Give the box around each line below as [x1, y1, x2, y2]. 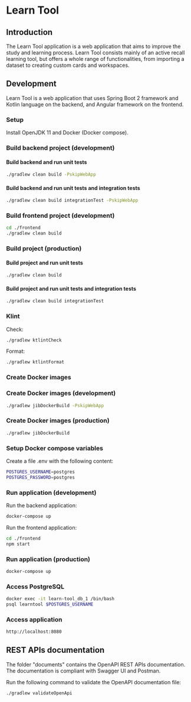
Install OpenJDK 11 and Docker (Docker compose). [6, 129, 129, 136]
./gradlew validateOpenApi [6, 690, 73, 696]
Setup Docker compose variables [6, 444, 103, 452]
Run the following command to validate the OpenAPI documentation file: [6, 678, 182, 685]
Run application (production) [6, 555, 90, 563]
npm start [6, 541, 31, 547]
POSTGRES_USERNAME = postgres [6, 469, 75, 475]
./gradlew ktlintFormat [6, 359, 65, 365]
